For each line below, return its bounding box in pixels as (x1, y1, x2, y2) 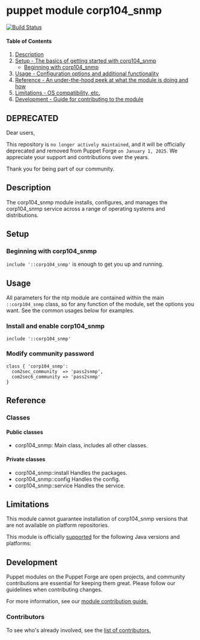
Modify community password (6, 350, 94, 358)
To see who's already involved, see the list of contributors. (6, 626, 151, 633)
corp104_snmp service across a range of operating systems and (6, 205, 165, 212)
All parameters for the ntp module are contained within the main (6, 294, 164, 301)
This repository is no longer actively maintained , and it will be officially (6, 140, 185, 148)
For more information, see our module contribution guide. (6, 598, 148, 605)
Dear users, (6, 129, 35, 136)
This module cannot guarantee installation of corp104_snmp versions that (6, 515, 188, 522)
